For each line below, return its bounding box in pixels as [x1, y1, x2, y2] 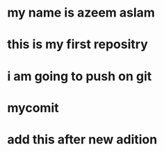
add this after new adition [7, 132, 158, 147]
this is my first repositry [7, 37, 148, 53]
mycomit [7, 100, 59, 116]
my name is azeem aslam [7, 5, 155, 21]
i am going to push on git [7, 68, 152, 84]
